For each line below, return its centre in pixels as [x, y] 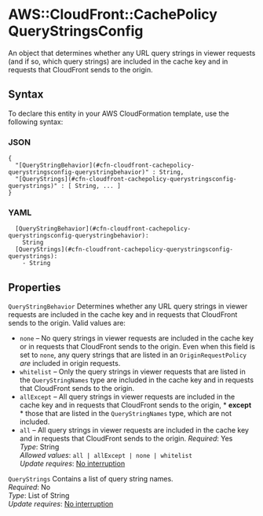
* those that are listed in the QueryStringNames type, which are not [126, 414]
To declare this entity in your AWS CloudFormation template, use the [119, 113]
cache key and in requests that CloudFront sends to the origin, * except [135, 405]
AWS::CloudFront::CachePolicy [113, 15]
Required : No [29, 487]
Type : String [39, 447]
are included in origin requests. [70, 363]
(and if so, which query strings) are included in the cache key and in [118, 61]
